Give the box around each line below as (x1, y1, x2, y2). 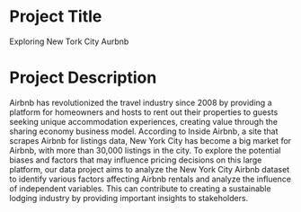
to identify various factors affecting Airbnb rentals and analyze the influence (9, 173, 292, 184)
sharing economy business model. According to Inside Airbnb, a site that (9, 126, 279, 137)
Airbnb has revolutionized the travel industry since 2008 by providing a (9, 97, 272, 108)
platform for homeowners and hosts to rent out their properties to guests (9, 106, 279, 118)
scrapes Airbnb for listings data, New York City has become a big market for (9, 135, 292, 146)
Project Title (9, 6, 102, 27)
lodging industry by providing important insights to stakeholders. (9, 192, 249, 203)
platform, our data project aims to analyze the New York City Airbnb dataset (9, 163, 290, 174)
